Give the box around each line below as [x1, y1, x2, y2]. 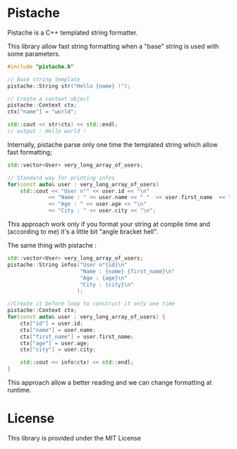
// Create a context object [7, 95, 90, 102]
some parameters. [7, 49, 61, 58]
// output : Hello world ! [7, 128, 87, 135]
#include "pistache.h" [7, 63, 74, 70]
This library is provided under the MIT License [7, 434, 141, 442]
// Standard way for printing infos [7, 174, 115, 181]
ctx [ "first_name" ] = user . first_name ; [20, 333, 134, 340]
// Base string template [7, 76, 80, 83]
